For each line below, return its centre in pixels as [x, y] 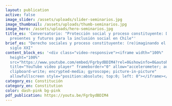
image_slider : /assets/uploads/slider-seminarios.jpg [64, 19]
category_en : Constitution [34, 86]
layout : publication [27, 10]
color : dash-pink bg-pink [33, 90]
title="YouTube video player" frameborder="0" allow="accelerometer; [85, 67]
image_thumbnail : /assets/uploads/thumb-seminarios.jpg [66, 24]
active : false [20, 15]
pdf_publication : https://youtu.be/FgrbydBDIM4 [57, 95]
